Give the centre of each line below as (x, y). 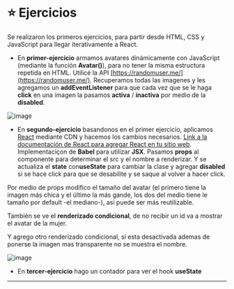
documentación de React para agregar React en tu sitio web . (104, 144)
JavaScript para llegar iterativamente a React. (72, 44)
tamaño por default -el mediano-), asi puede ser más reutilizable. (101, 202)
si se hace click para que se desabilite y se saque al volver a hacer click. (121, 174)
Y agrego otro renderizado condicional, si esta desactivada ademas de (109, 237)
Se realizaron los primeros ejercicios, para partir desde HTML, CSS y (106, 37)
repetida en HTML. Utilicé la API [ (65, 73)
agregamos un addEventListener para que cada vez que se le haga (115, 87)
